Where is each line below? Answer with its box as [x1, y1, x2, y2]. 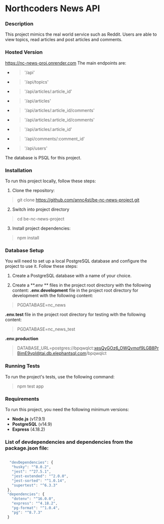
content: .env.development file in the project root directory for [12, 287, 139, 293]
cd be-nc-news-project [17, 216, 64, 222]
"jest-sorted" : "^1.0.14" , [11, 478, 67, 483]
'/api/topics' [24, 79, 49, 85]
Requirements [5, 395, 40, 402]
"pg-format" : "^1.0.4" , [11, 505, 60, 511]
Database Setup [5, 247, 44, 254]
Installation [5, 167, 33, 174]
